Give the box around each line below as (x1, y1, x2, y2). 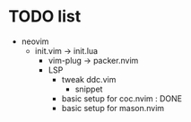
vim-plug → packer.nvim (48, 55, 139, 65)
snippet (74, 83, 103, 94)
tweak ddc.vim (61, 74, 117, 84)
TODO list (8, 6, 82, 27)
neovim (21, 36, 49, 47)
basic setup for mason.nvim (61, 102, 165, 113)
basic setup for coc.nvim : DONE (61, 92, 183, 104)
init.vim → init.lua (34, 45, 99, 56)
